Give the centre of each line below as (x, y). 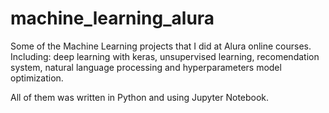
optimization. (37, 78)
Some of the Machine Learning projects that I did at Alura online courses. (161, 46)
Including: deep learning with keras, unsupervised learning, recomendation (165, 56)
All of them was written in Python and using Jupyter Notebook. (140, 97)
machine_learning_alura (112, 18)
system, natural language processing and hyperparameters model (146, 67)
